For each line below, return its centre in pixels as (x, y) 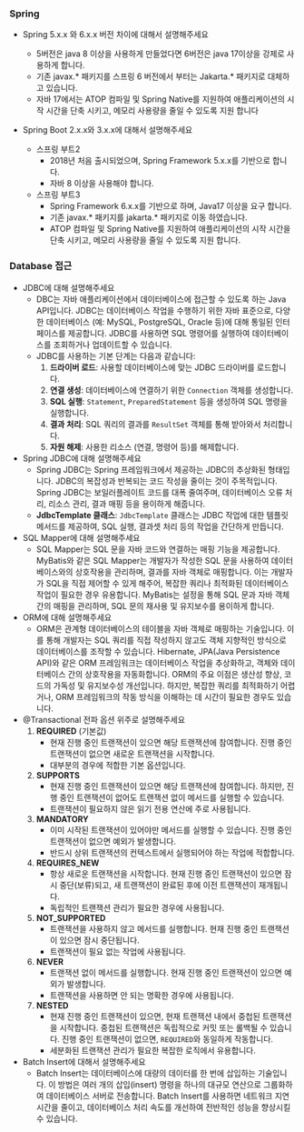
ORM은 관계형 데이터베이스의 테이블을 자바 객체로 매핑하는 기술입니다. (161, 628)
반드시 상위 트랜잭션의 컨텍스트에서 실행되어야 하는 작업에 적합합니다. (172, 852)
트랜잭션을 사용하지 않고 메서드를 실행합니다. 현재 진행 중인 (154, 928)
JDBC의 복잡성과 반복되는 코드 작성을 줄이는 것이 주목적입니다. (167, 481)
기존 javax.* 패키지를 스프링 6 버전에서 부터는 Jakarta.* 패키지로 (151, 76)
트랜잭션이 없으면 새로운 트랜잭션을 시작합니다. (132, 754)
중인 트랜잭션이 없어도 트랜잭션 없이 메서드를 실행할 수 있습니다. (172, 797)
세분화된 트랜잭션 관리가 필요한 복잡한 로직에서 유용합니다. (152, 1050)
